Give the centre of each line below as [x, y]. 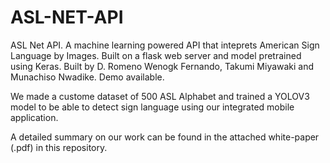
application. [34, 117]
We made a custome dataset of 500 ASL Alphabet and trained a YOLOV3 [160, 96]
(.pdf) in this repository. [59, 147]
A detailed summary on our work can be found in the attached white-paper [165, 137]
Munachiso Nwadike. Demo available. [87, 77]
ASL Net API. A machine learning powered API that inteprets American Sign [165, 45]
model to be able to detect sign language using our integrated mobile [152, 107]
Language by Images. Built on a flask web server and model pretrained [156, 55]
